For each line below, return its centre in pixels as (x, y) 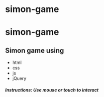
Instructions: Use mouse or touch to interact (52, 90)
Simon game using (35, 50)
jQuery (19, 78)
